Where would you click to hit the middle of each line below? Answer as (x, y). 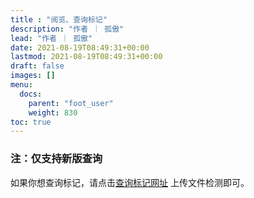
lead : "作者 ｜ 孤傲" (51, 38)
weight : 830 (53, 112)
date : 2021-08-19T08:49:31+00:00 (80, 47)
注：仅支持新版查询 (56, 159)
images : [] (33, 76)
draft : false (37, 66)
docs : (31, 94)
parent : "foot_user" (71, 103)
